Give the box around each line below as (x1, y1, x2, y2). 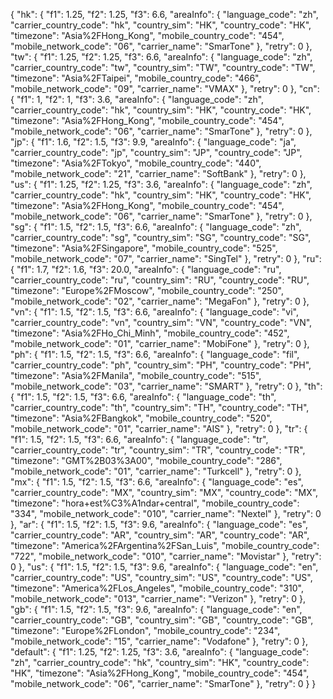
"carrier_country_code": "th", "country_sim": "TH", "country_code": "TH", (10, 402, 310, 413)
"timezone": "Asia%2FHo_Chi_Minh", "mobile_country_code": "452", (10, 327, 290, 339)
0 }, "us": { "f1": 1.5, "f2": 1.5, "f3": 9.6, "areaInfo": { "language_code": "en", (10, 561, 319, 573)
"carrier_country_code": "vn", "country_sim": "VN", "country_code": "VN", (10, 317, 313, 328)
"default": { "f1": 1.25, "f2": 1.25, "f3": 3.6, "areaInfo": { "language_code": (10, 646, 310, 658)
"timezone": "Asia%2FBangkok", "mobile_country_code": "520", (10, 412, 273, 424)
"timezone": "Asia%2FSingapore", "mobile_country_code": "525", (10, 242, 278, 254)
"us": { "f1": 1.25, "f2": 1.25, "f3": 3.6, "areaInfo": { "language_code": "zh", (10, 179, 313, 190)
